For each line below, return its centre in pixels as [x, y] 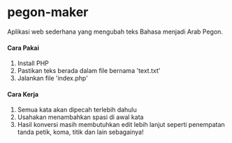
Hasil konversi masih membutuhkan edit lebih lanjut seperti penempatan [121, 125]
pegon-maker [48, 12]
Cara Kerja [23, 94]
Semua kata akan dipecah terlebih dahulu [77, 110]
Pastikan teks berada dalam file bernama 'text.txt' [89, 71]
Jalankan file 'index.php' [53, 79]
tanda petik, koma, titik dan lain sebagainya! [80, 132]
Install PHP [33, 63]
